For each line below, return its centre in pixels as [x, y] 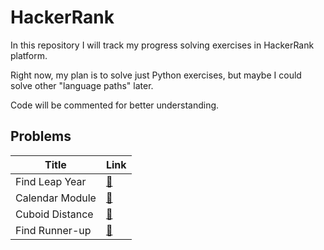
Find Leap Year [51, 181]
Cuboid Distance [54, 214]
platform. [29, 55]
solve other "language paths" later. [82, 85]
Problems [41, 136]
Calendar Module [56, 198]
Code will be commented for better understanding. [115, 105]
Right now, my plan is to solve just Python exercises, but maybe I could [156, 75]
